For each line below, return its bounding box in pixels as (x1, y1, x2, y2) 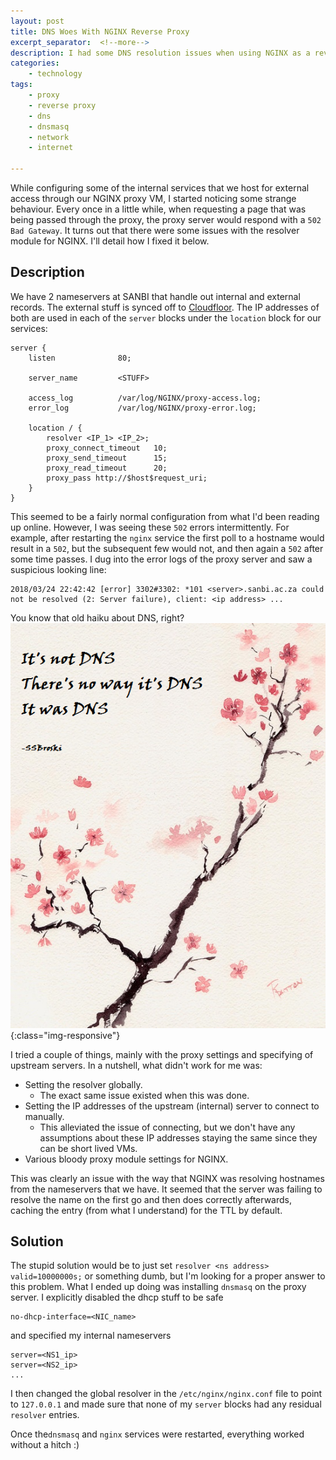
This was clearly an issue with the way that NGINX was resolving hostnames (10, 1172, 325, 1184)
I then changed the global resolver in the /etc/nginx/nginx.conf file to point (10, 1388, 323, 1400)
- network (28, 132, 70, 142)
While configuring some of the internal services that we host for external (10, 182, 310, 194)
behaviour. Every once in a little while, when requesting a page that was (10, 203, 307, 215)
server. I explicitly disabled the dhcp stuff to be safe (10, 1291, 224, 1304)
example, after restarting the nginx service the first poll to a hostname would (10, 531, 325, 544)
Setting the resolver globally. (24, 1078, 143, 1090)
